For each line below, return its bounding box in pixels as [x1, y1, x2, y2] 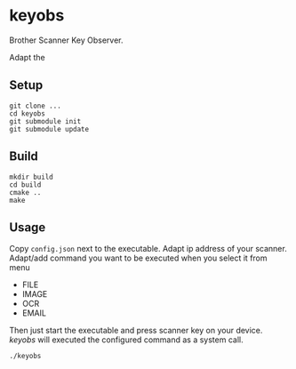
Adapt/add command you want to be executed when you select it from [9, 253, 268, 263]
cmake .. [9, 188, 42, 197]
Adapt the [9, 52, 46, 62]
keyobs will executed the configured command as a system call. [9, 334, 244, 345]
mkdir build [9, 172, 53, 181]
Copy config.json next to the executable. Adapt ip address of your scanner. [9, 244, 287, 254]
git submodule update [9, 124, 90, 133]
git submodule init [9, 116, 82, 125]
